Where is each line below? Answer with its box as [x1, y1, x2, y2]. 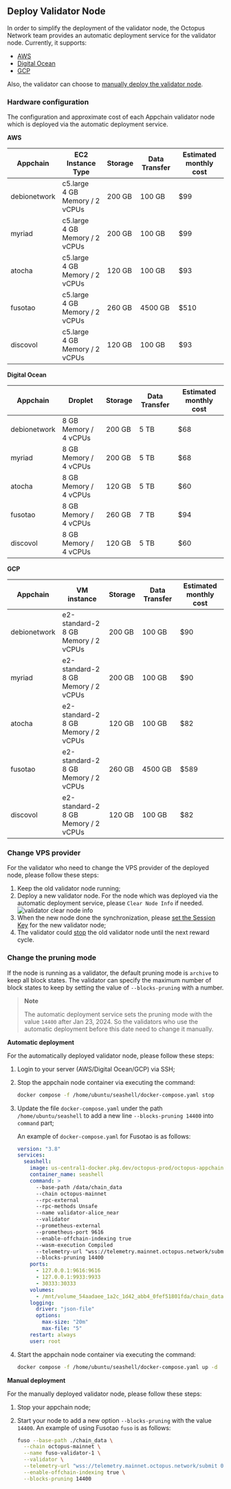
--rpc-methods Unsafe [35, 1203, 98, 1210]
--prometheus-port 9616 [35, 1228, 104, 1236]
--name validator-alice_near [35, 1210, 120, 1216]
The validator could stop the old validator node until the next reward [16, 928, 210, 937]
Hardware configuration [7, 97, 89, 106]
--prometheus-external [35, 1223, 101, 1230]
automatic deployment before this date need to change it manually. [23, 1025, 214, 1033]
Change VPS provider [7, 848, 81, 858]
